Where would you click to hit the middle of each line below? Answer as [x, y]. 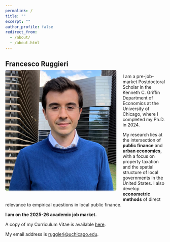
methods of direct [142, 199]
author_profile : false [29, 27]
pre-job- [145, 76]
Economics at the [141, 103]
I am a [129, 76]
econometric [137, 194]
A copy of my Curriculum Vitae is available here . [56, 224]
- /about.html [25, 43]
